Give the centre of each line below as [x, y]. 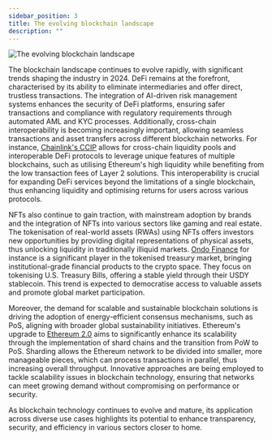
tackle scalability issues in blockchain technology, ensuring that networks [132, 377]
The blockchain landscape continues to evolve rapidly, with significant [126, 70]
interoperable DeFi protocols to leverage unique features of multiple [122, 156]
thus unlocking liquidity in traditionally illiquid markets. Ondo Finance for [129, 249]
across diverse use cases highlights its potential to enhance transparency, [132, 419]
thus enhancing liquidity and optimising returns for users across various [129, 191]
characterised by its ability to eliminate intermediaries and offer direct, [126, 87]
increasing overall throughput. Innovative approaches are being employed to [136, 369]
